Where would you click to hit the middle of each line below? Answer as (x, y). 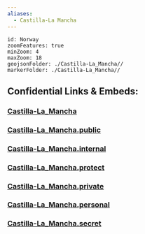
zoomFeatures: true (36, 45)
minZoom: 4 (23, 52)
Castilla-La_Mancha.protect (56, 167)
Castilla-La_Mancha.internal (57, 149)
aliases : (20, 14)
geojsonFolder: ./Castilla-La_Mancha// (65, 64)
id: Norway (23, 39)
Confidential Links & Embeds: (73, 91)
